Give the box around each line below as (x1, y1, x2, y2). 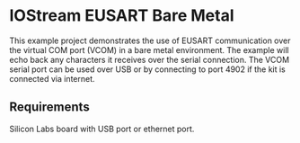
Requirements (9, 100, 90, 115)
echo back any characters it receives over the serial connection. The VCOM (9, 54, 290, 65)
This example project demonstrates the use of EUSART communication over (9, 35, 291, 46)
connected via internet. (9, 73, 96, 84)
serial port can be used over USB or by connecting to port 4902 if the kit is (9, 64, 286, 75)
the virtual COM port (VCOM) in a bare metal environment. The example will (9, 44, 289, 55)
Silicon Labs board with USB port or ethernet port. (9, 123, 195, 134)
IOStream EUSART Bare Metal (9, 5, 234, 26)
